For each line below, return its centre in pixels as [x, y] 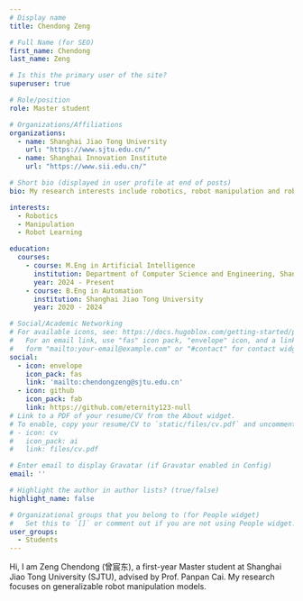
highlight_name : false [52, 498]
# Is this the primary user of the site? [88, 76]
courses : [34, 258]
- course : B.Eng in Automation [84, 291]
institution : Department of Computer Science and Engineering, [155, 274]
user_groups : [34, 532]
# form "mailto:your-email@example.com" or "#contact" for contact [143, 349]
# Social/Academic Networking [66, 324]
